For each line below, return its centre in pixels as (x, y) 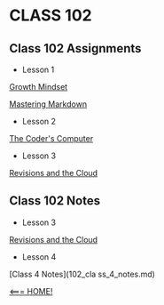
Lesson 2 (39, 121)
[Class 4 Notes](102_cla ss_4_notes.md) (82, 274)
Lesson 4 (39, 257)
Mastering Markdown (48, 104)
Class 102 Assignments (75, 48)
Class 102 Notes (55, 201)
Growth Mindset (39, 87)
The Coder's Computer (51, 138)
